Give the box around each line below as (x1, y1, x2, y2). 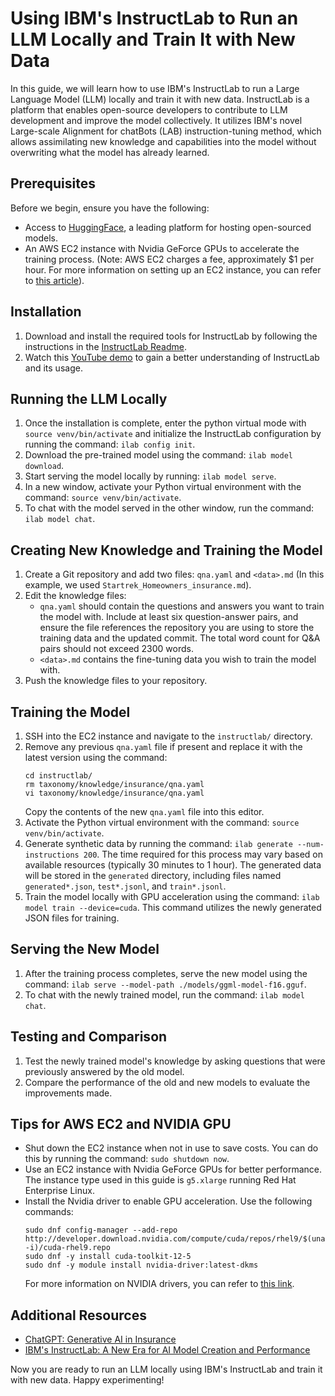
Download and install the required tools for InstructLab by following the (24, 330, 318, 342)
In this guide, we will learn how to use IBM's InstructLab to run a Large (10, 82, 300, 94)
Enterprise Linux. (24, 1185, 95, 1197)
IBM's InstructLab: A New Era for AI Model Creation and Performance (24, 1344, 311, 1356)
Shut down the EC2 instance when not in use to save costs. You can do (24, 1142, 319, 1154)
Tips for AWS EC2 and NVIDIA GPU (10, 1116, 232, 1133)
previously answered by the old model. (24, 1065, 185, 1077)
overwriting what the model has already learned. (10, 146, 210, 158)
